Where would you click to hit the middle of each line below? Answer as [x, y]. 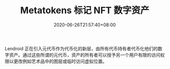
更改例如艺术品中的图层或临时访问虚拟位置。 [60, 61]
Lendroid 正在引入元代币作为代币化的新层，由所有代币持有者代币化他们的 [81, 48]
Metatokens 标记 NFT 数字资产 [85, 10]
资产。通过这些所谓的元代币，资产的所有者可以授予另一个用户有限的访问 [84, 55]
